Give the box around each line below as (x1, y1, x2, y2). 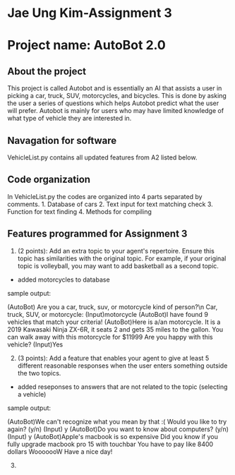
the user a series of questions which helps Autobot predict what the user (7, 99, 219, 107)
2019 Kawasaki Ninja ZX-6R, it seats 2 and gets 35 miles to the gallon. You (7, 325, 224, 333)
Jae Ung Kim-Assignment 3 (7, 5, 173, 21)
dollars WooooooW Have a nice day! (7, 447, 113, 456)
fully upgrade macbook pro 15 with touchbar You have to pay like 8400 (7, 440, 214, 448)
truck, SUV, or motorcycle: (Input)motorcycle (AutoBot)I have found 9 (7, 310, 208, 318)
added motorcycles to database (17, 275, 111, 284)
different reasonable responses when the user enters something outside (17, 361, 228, 370)
